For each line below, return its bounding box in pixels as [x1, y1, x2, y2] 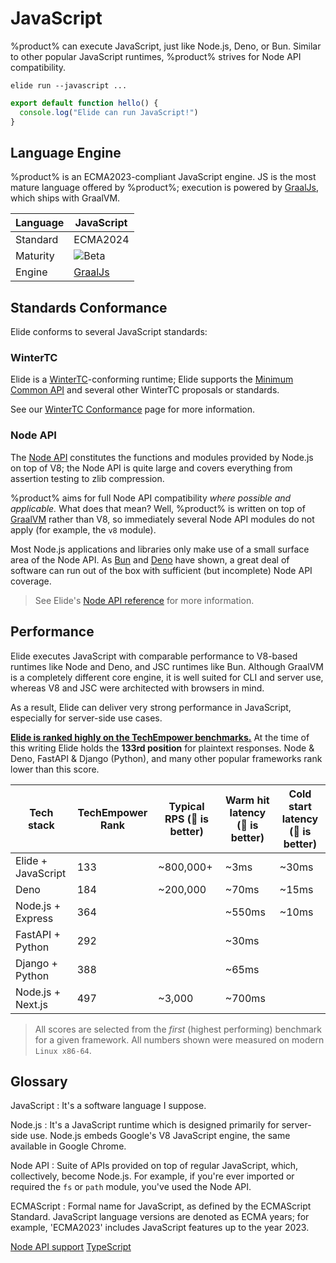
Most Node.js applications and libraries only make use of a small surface [10, 543, 310, 555]
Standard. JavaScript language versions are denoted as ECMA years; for [10, 1211, 310, 1223]
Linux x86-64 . [34, 1044, 92, 1056]
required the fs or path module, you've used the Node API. [10, 1181, 252, 1193]
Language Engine [10, 144, 122, 161]
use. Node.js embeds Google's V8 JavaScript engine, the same [29, 1130, 291, 1142]
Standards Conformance [10, 299, 168, 316]
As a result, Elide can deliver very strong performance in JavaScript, [10, 701, 292, 713]
